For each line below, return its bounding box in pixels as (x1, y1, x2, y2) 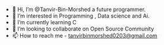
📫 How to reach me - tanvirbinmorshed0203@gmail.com (12, 32, 158, 39)
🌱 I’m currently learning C (12, 19, 77, 26)
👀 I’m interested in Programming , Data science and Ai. (12, 12, 150, 19)
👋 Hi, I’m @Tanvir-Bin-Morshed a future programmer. (12, 6, 146, 13)
